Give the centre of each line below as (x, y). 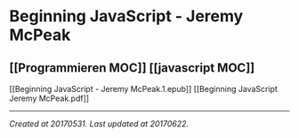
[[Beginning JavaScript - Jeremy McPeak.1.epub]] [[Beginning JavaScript (143, 89)
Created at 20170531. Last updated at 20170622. (99, 124)
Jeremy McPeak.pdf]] (49, 98)
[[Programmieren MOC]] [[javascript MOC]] (132, 68)
